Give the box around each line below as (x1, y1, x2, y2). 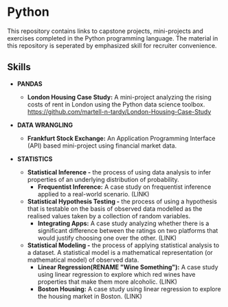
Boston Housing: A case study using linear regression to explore (37, 284, 221, 293)
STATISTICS (16, 155, 53, 163)
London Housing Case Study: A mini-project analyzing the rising (27, 93, 212, 101)
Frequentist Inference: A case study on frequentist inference (37, 183, 212, 191)
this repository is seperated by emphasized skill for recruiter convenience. (7, 41, 218, 49)
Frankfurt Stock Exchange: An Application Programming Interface (27, 134, 216, 142)
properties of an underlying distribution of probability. (27, 175, 180, 183)
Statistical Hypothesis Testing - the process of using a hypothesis (27, 197, 218, 205)
